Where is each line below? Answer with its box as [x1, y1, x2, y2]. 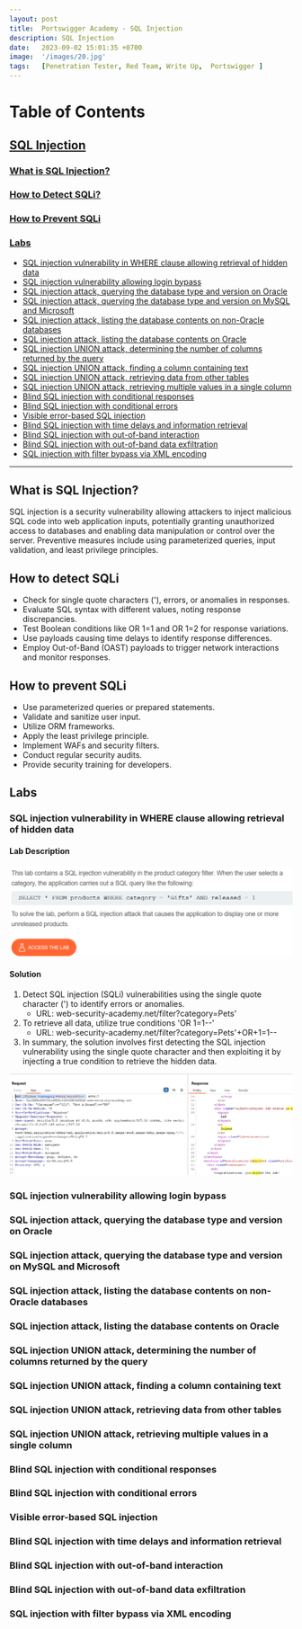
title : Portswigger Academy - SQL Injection [9, 23, 182, 33]
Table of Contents [9, 102, 146, 122]
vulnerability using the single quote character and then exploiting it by [22, 1046, 281, 1056]
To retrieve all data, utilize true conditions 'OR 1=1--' [22, 1017, 215, 1028]
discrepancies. [22, 614, 78, 625]
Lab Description [9, 845, 70, 856]
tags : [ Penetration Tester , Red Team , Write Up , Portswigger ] [9, 62, 263, 71]
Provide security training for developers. [22, 760, 173, 770]
